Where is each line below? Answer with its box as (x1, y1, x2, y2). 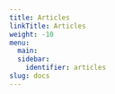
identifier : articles (25, 64, 106, 73)
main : (17, 47, 39, 56)
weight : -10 (9, 30, 54, 38)
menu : (9, 38, 30, 47)
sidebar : (17, 55, 50, 64)
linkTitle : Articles (9, 21, 87, 30)
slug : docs (9, 72, 50, 81)
